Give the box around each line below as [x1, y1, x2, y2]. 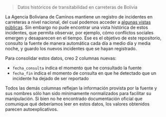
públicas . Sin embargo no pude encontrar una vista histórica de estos [5, 24, 148, 30]
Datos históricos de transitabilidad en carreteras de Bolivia [17, 4, 138, 10]
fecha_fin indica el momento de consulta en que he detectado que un [12, 70, 157, 76]
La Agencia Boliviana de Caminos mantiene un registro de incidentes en [5, 14, 153, 19]
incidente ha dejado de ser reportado [12, 76, 89, 81]
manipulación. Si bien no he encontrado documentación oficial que [5, 96, 143, 102]
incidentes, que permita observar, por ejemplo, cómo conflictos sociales [5, 30, 154, 35]
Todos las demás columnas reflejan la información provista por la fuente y [5, 85, 157, 91]
